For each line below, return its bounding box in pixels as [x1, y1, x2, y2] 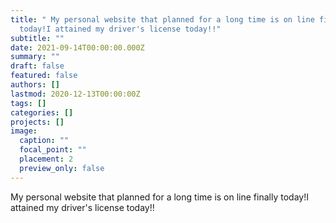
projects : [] [10, 117, 65, 127]
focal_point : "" [19, 145, 87, 155]
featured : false [10, 71, 78, 81]
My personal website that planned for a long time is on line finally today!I [10, 191, 309, 203]
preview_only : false [19, 163, 105, 173]
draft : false [10, 61, 65, 71]
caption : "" [19, 136, 70, 146]
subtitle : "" [10, 33, 65, 43]
